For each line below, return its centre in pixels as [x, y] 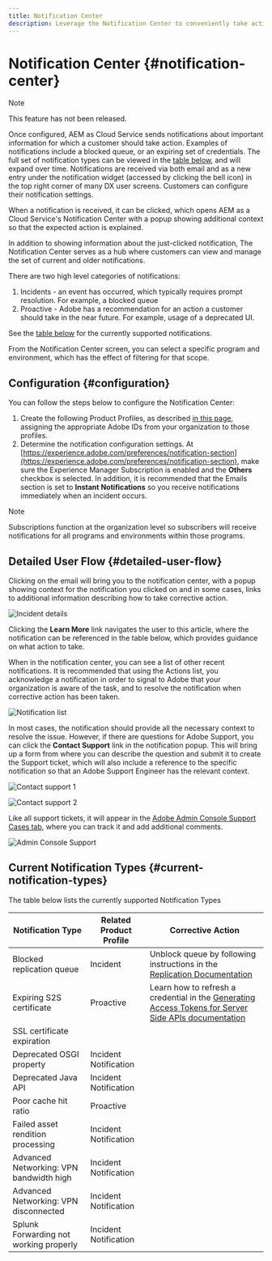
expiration [32, 1041]
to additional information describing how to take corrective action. [118, 598]
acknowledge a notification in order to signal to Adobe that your [115, 679]
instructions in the [184, 964]
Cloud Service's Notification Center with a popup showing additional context [136, 219]
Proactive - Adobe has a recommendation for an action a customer [132, 309]
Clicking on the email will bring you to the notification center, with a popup [132, 581]
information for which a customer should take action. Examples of [118, 143]
